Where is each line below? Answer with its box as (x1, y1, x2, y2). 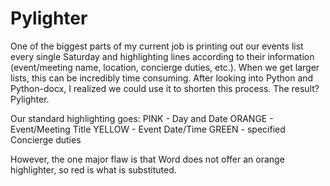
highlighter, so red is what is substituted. (10, 163, 177, 176)
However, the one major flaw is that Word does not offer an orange (10, 153, 285, 165)
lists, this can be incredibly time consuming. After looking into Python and (10, 72, 314, 84)
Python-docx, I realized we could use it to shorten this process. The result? (10, 82, 320, 94)
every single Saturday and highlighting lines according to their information (10, 50, 315, 62)
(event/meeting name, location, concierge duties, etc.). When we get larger (10, 61, 320, 73)
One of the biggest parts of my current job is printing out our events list (10, 40, 304, 52)
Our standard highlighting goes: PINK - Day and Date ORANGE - (10, 112, 274, 124)
